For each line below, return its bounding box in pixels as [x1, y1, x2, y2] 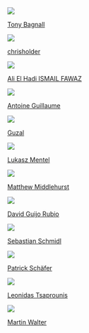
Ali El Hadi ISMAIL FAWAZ [7, 75, 83, 82]
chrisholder [7, 48, 41, 55]
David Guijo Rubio [7, 209, 60, 218]
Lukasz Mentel [7, 155, 50, 164]
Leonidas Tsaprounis [7, 291, 69, 299]
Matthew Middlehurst [7, 182, 69, 191]
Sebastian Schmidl [7, 237, 62, 245]
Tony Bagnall [7, 21, 45, 28]
